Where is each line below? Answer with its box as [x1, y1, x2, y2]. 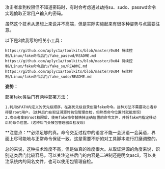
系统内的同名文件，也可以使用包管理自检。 [9, 159, 96, 164]
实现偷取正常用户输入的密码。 [5, 10, 65, 16]
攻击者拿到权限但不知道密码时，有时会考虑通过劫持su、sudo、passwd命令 [5, 4, 156, 10]
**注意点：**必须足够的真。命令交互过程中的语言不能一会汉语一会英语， [5, 130, 152, 135]
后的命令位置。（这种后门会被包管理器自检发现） [5, 120, 87, 125]
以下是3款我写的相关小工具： [5, 37, 64, 43]
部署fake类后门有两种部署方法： [5, 94, 70, 100]
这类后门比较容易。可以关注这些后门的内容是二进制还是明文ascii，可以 [9, 152, 152, 158]
